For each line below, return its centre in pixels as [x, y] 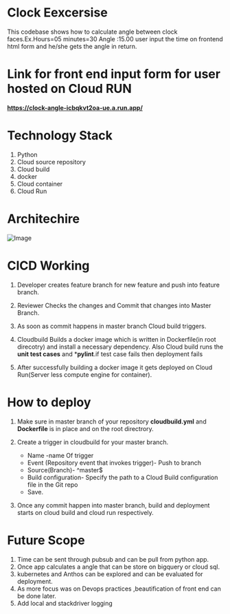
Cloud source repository [51, 162]
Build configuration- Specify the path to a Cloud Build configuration [123, 477]
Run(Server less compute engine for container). [84, 374]
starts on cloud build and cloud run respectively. [85, 512]
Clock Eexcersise [57, 13]
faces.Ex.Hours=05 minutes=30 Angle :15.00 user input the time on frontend [115, 39]
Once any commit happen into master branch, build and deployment [113, 505]
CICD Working [48, 265]
